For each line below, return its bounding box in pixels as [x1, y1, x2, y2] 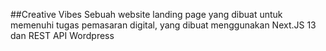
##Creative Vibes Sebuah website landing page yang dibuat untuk [10, 9, 283, 20]
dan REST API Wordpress [10, 30, 115, 41]
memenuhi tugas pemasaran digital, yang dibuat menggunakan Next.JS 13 [10, 19, 317, 31]
